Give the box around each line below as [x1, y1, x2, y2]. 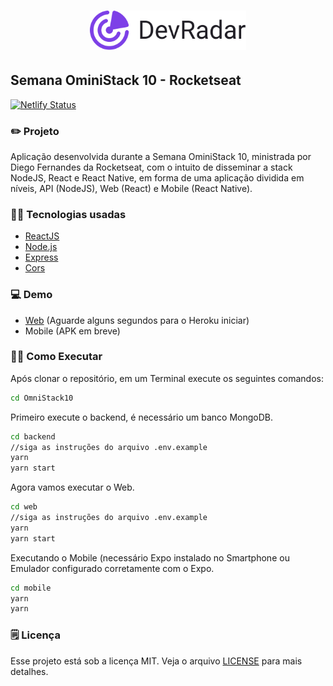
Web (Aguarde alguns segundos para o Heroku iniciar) [24, 314, 250, 326]
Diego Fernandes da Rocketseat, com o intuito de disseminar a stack [10, 161, 293, 173]
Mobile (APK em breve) [24, 325, 121, 337]
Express [24, 251, 59, 264]
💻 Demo [10, 288, 53, 302]
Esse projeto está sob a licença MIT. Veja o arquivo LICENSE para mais [10, 655, 303, 667]
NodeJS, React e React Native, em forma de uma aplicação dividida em [10, 171, 305, 184]
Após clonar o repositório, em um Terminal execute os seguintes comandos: [10, 372, 324, 384]
